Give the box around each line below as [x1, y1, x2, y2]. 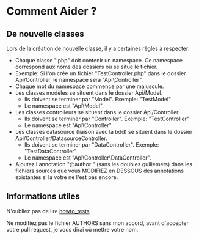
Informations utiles [6, 191, 81, 202]
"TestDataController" [24, 148, 78, 155]
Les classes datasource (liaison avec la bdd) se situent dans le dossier [15, 128, 193, 135]
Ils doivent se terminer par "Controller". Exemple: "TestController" [24, 115, 190, 122]
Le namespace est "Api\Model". [24, 102, 104, 109]
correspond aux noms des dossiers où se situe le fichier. [15, 63, 158, 70]
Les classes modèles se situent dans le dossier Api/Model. [15, 89, 163, 96]
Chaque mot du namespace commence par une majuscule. [15, 83, 164, 90]
